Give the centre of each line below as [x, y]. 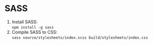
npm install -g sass [33, 27]
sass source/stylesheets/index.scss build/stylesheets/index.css [80, 37]
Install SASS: [25, 22]
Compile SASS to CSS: [34, 32]
